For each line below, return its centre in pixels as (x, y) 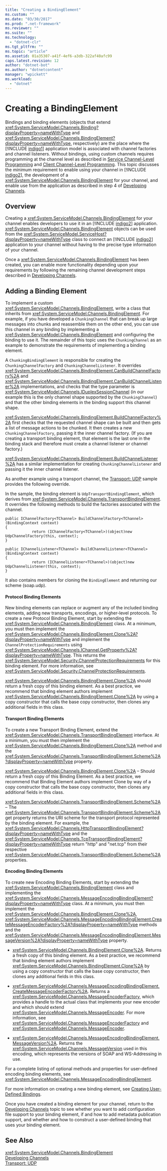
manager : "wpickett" (27, 75)
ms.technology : (21, 38)
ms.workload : (19, 79)
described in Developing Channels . (41, 275)
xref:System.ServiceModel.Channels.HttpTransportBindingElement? (75, 828)
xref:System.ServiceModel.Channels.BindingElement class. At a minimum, (81, 624)
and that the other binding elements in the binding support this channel (78, 403)
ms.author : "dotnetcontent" (34, 70)
